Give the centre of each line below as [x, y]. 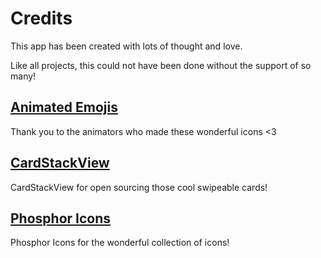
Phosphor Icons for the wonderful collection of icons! [120, 243]
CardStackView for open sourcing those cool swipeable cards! [139, 187]
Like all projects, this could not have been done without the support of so [161, 65]
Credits [41, 18]
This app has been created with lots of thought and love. [126, 46]
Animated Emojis [64, 107]
